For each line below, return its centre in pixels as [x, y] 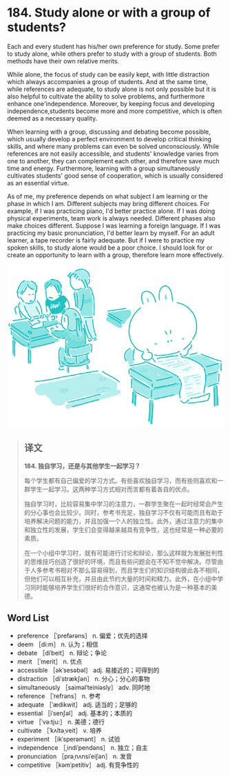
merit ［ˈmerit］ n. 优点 [50, 661]
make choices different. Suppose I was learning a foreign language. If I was [114, 225]
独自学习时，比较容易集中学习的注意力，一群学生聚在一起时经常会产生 [124, 504]
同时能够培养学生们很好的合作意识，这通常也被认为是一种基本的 [121, 587]
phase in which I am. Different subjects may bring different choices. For [108, 203]
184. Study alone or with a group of [109, 13]
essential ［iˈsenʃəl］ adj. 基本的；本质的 [75, 713]
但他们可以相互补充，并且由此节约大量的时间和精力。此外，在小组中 [121, 579]
